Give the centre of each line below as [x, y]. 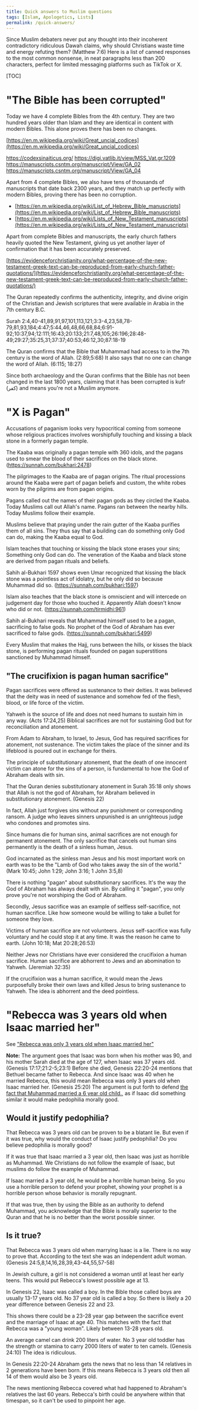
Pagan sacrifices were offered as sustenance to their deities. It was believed [99, 691]
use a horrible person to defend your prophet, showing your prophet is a [94, 1186]
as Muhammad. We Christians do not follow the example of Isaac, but [91, 1163]
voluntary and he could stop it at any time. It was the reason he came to [93, 937]
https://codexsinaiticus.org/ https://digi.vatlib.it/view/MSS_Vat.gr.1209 [91, 158]
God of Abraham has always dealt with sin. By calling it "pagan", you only [95, 889]
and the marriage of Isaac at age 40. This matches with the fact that [89, 1322]
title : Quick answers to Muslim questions [59, 12]
